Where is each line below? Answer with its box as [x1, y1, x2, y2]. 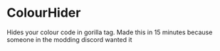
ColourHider [6, 5, 81, 21]
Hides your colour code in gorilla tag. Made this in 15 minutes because [6, 28, 213, 36]
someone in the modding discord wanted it [6, 35, 132, 43]
